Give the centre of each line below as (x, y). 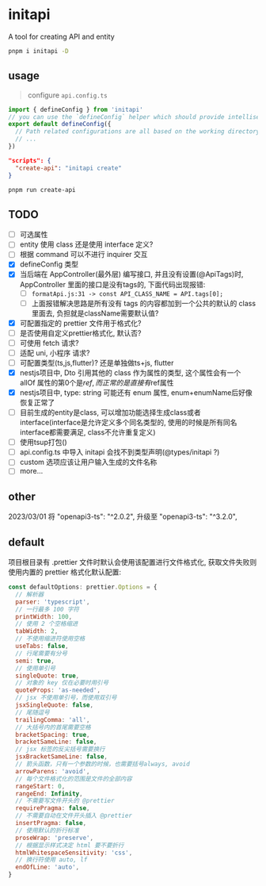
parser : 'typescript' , (53, 602)
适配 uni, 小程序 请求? (55, 353)
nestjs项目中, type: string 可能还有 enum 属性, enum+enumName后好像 (136, 393)
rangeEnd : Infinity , (49, 794)
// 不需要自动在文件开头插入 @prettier (74, 816)
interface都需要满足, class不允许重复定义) (87, 432)
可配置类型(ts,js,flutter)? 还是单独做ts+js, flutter (97, 362)
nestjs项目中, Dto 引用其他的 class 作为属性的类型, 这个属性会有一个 (130, 372)
